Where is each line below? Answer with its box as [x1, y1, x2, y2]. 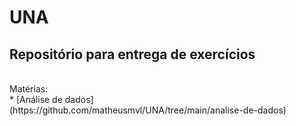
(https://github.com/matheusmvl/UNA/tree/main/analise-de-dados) [9, 104, 287, 116]
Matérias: [9, 83, 49, 95]
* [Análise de [9, 94, 63, 105]
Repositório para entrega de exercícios [9, 46, 256, 63]
